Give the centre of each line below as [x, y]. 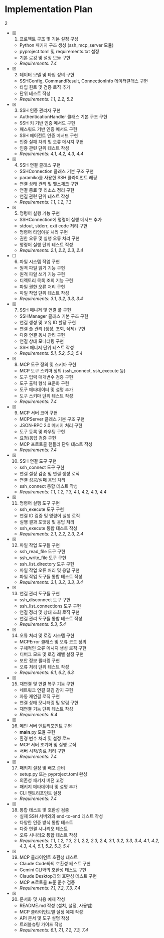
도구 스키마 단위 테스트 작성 [46, 395]
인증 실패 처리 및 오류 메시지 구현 [51, 142]
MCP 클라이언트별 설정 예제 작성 [51, 911]
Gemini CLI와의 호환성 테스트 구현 [53, 870]
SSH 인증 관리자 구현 [40, 110]
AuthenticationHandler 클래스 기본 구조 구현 [63, 116]
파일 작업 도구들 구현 [40, 545]
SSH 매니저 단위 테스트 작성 [47, 347]
